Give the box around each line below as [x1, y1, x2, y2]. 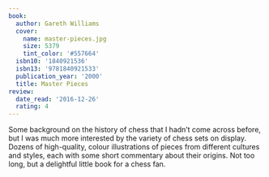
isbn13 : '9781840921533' [15, 65, 100, 73]
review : [8, 87, 35, 96]
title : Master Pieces [15, 80, 89, 88]
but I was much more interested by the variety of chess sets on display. [8, 133, 247, 143]
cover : [15, 27, 38, 35]
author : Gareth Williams [15, 19, 100, 28]
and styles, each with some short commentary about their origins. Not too [8, 151, 255, 161]
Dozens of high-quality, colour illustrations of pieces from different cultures [8, 142, 260, 152]
